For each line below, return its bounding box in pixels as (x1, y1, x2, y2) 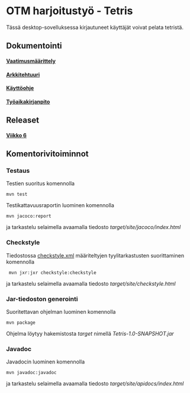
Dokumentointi (6, 41, 62, 51)
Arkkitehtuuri (6, 71, 40, 78)
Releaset (6, 115, 40, 125)
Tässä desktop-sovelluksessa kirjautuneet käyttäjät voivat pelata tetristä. (6, 24, 183, 31)
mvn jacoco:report (6, 213, 51, 220)
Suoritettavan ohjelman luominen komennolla (6, 308, 116, 315)
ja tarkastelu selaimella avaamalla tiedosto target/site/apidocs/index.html (6, 380, 184, 387)
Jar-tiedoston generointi (6, 295, 78, 303)
